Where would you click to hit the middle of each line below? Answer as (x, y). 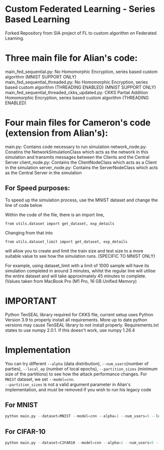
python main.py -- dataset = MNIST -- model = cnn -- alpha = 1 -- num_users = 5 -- (81, 416)
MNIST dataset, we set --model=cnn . (40, 379)
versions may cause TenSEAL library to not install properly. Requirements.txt (82, 325)
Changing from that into (29, 233)
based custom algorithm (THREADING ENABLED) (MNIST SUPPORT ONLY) (81, 87)
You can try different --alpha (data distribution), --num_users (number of (77, 363)
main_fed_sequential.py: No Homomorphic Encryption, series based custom (81, 72)
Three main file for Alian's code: (71, 58)
